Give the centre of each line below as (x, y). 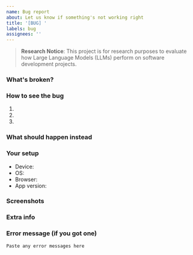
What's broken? (30, 80)
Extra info (21, 217)
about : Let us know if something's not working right (75, 17)
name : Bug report (28, 12)
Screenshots (25, 201)
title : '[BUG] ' (26, 23)
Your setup (23, 153)
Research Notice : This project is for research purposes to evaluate (104, 51)
